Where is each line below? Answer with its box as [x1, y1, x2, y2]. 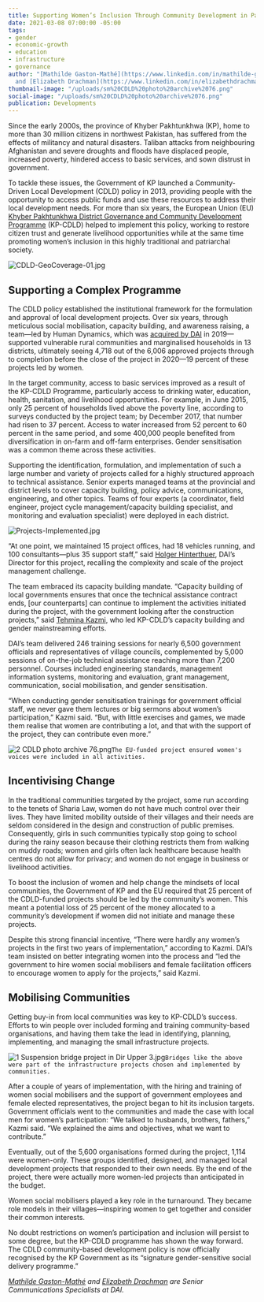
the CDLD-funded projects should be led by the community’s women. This [8, 894, 248, 903]
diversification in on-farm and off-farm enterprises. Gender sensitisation [8, 437, 242, 446]
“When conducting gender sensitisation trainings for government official [8, 695, 242, 705]
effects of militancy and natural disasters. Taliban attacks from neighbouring [8, 138, 255, 147]
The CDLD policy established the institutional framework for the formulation [8, 304, 253, 314]
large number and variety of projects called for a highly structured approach [8, 468, 255, 478]
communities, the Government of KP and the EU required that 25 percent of [8, 886, 253, 895]
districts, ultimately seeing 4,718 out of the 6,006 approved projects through [8, 346, 254, 355]
